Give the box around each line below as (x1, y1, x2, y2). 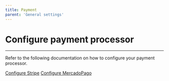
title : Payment (5, 7, 37, 13)
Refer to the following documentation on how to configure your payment (5, 55, 155, 61)
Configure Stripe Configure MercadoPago (5, 70, 92, 76)
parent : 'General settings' (5, 12, 64, 17)
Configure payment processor (5, 34, 134, 45)
